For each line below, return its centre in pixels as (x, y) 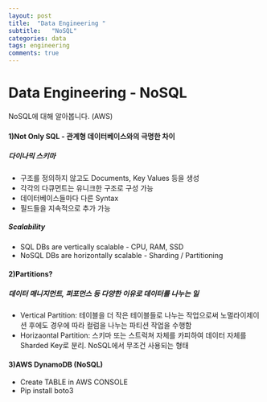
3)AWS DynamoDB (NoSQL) (55, 364)
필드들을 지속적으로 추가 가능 (65, 208)
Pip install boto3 (47, 391)
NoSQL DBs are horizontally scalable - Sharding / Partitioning (121, 256)
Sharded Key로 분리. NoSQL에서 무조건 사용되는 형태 (104, 346)
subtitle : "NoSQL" (43, 31)
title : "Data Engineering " (57, 23)
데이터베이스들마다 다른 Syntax (69, 198)
